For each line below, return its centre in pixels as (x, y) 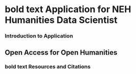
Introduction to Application (39, 36)
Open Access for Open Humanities (61, 52)
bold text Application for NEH (68, 9)
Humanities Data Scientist (61, 20)
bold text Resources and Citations (48, 67)
